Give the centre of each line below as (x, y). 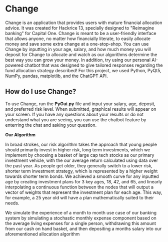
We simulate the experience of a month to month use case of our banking (81, 212)
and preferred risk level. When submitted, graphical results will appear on (81, 109)
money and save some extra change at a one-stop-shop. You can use (77, 44)
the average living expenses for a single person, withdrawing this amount (81, 223)
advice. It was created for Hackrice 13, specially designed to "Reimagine (79, 28)
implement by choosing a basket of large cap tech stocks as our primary (80, 155)
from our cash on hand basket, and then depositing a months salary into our (83, 228)
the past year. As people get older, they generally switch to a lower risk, (79, 165)
